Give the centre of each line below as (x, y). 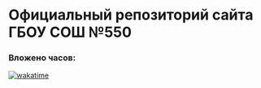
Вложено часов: (42, 58)
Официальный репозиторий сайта (131, 15)
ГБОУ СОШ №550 (70, 32)
